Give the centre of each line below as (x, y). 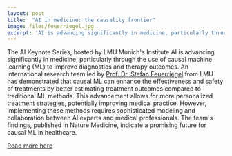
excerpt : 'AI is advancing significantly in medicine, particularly (108, 33)
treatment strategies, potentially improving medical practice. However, (107, 103)
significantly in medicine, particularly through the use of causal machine (110, 60)
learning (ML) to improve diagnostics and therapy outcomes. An (98, 67)
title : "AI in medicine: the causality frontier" (81, 20)
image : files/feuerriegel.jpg (51, 26)
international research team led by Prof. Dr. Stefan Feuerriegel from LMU (110, 74)
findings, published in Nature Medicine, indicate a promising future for (107, 125)
